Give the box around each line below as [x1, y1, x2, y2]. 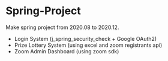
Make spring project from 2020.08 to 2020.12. [5, 24, 119, 31]
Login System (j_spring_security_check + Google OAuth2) [14, 35, 157, 42]
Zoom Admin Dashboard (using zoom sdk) [14, 47, 119, 54]
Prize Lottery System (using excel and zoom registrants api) [14, 41, 163, 49]
